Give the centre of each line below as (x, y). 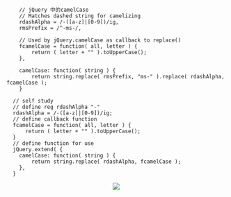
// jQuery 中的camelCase (54, 10)
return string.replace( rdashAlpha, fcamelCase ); (106, 162)
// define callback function (55, 119)
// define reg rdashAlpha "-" (56, 107)
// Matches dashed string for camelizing (80, 16)
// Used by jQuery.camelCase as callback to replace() (100, 40)
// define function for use (54, 144)
